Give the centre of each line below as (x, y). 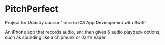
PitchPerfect (32, 9)
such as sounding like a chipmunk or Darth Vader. (56, 37)
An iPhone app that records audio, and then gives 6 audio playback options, (83, 32)
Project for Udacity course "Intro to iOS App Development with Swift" (76, 22)
